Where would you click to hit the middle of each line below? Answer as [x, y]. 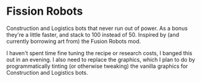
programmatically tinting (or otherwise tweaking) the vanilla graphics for [97, 66]
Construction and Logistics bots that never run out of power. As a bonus [97, 28]
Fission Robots [45, 11]
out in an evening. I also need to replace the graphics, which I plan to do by [101, 59]
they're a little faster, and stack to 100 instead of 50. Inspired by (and [93, 34]
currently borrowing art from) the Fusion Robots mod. [74, 41]
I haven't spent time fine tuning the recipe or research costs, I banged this [99, 53]
